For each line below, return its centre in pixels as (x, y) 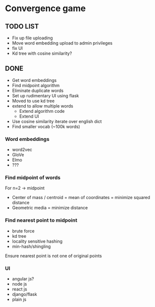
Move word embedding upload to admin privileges (62, 43)
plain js (19, 299)
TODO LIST (22, 26)
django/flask (24, 294)
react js (20, 289)
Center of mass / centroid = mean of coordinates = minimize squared (81, 198)
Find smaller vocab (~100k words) (46, 126)
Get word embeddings (34, 80)
